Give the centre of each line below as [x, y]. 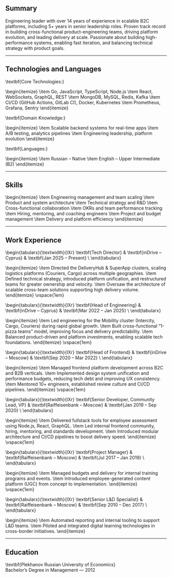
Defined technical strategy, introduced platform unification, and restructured [86, 279]
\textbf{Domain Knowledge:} [35, 118]
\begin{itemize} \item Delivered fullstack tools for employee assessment [81, 420]
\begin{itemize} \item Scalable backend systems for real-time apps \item [82, 127]
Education [22, 552]
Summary [21, 8]
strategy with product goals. [35, 48]
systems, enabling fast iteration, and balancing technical [93, 43]
